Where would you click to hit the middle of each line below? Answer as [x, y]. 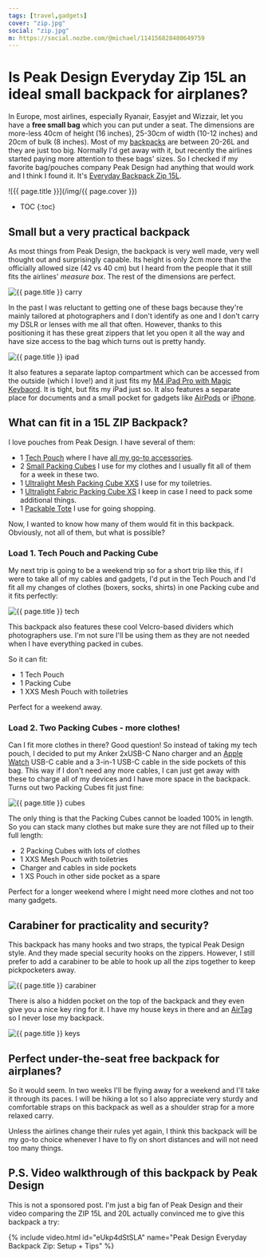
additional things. [48, 500]
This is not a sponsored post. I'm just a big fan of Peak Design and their [126, 1205]
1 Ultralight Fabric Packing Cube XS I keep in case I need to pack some [136, 491]
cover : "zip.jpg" [37, 23]
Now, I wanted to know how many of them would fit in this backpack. [121, 524]
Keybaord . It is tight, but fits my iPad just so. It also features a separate [124, 389]
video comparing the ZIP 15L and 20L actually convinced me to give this [126, 1213]
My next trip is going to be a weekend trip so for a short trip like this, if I [126, 571]
